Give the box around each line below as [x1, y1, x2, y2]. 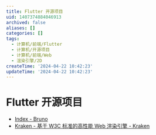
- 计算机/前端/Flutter [11, 42, 63, 48]
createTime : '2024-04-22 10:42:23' [6, 63, 93, 69]
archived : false [6, 19, 46, 25]
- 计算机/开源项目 [11, 47, 50, 53]
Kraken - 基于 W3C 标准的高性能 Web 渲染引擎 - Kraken [14, 123, 150, 130]
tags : [6, 36, 19, 42]
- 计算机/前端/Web [11, 52, 52, 58]
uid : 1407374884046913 [6, 14, 62, 20]
